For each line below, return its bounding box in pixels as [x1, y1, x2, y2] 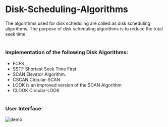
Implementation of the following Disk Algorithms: [5, 49, 129, 56]
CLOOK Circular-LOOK [12, 87, 60, 93]
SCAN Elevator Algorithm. [12, 71, 67, 77]
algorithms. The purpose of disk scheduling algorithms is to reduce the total [5, 25, 163, 31]
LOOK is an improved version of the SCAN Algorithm [12, 82, 122, 88]
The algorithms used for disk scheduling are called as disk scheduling [5, 20, 150, 26]
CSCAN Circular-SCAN [12, 76, 61, 82]
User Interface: [5, 105, 43, 112]
